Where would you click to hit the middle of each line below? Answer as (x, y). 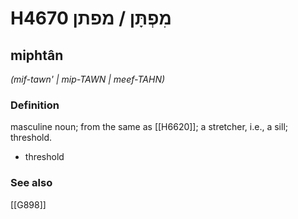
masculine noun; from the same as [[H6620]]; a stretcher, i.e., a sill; (149, 127)
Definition (35, 105)
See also (31, 183)
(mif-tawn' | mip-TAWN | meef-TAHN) (88, 79)
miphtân (37, 55)
